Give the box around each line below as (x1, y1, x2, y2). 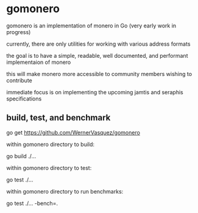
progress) (6, 28, 31, 35)
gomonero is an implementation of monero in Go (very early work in (6, 22, 177, 29)
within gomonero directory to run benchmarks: (6, 187, 124, 195)
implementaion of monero (6, 58, 71, 66)
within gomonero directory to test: (6, 164, 92, 172)
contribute (6, 77, 32, 84)
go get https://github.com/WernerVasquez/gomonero (6, 128, 140, 136)
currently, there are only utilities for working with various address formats (6, 40, 191, 47)
